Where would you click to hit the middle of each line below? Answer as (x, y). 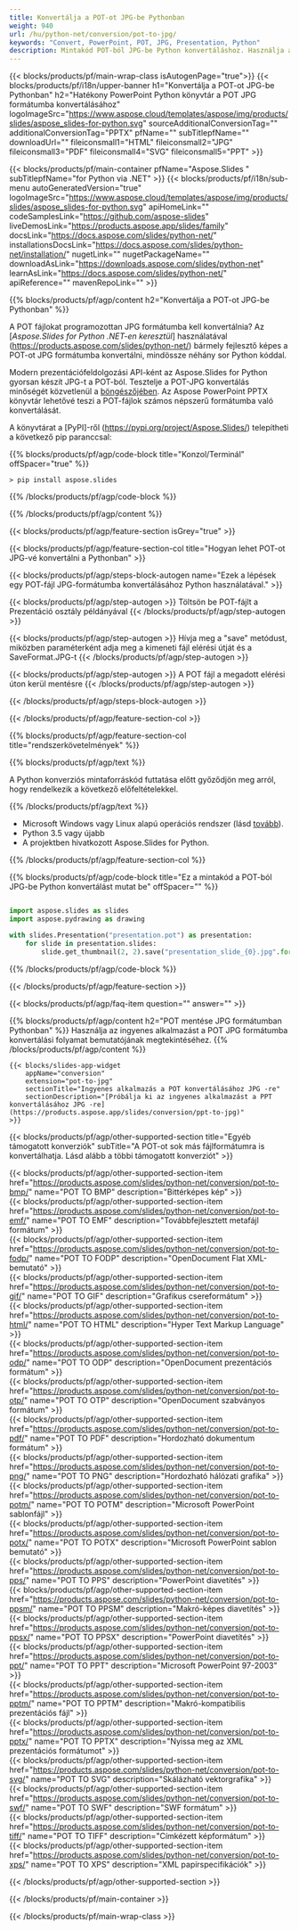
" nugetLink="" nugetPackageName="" (137, 254)
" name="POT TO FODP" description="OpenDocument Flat (137, 1258)
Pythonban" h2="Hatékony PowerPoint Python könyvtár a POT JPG (133, 95)
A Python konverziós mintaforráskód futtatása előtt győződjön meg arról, (142, 780)
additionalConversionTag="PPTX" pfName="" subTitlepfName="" (129, 133)
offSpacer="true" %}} (49, 464)
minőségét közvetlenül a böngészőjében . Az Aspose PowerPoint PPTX (139, 391)
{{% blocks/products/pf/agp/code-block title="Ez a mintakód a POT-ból (141, 877)
